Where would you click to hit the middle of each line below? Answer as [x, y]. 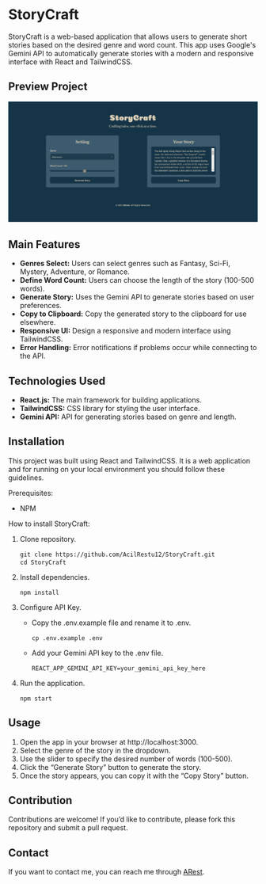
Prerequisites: [31, 493]
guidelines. [26, 478]
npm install [39, 593]
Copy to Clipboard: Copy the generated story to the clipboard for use [133, 314]
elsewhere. [38, 322]
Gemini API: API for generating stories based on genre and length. [128, 417]
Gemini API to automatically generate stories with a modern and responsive [131, 53]
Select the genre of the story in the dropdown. [95, 750]
